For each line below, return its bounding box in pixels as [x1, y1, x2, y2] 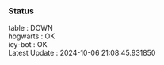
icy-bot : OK [8, 40, 48, 49]
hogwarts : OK [8, 31, 55, 41]
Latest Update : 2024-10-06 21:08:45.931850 [8, 49, 156, 58]
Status [8, 5, 34, 16]
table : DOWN [8, 23, 53, 33]
